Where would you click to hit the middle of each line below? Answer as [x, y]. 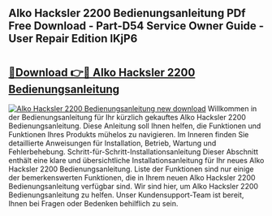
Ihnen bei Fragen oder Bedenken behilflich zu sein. [93, 203]
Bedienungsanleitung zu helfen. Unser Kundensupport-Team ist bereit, [126, 195]
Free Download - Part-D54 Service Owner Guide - [136, 26]
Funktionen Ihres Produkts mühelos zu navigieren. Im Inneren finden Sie [129, 134]
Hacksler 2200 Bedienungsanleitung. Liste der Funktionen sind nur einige [131, 169]
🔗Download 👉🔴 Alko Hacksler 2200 [102, 72]
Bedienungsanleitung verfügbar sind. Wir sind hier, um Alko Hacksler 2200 [133, 186]
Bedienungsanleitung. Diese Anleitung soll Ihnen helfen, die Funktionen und [135, 126]
